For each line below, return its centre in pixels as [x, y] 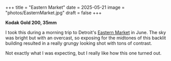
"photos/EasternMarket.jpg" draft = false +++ [53, 13]
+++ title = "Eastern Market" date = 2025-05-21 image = [65, 7]
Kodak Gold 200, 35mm [31, 23]
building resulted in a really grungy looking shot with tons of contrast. [79, 43]
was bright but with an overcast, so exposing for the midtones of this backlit [86, 38]
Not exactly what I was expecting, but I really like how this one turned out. [83, 53]
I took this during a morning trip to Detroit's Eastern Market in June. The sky [86, 32]
